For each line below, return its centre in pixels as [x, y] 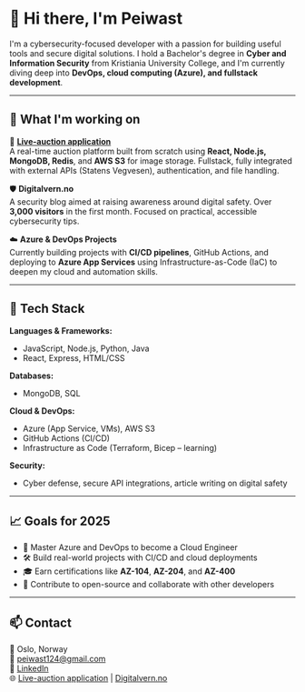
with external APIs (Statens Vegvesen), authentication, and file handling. [144, 170]
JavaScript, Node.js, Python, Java [86, 348]
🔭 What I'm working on [75, 120]
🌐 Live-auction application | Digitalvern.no [89, 678]
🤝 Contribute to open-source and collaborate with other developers [148, 585]
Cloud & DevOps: [42, 411]
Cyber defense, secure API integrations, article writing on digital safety [155, 483]
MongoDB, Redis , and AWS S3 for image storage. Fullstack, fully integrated [151, 160]
